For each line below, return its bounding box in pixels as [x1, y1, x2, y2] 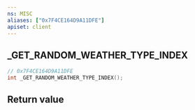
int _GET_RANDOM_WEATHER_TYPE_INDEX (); [7, 74, 124, 81]
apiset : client [7, 23, 52, 30]
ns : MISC [7, 10, 33, 18]
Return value [7, 94, 64, 106]
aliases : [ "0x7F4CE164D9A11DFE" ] [7, 17, 105, 24]
